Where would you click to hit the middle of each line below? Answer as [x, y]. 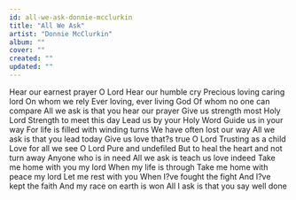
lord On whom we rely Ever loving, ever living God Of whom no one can [140, 101]
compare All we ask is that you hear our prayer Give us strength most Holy [145, 111]
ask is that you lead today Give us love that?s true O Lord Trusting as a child [148, 139]
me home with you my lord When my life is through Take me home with [139, 167]
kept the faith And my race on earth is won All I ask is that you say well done [148, 186]
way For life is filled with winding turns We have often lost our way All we [142, 129]
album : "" [27, 42]
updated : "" [31, 67]
